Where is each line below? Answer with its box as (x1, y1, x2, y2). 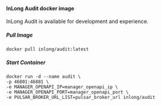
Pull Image (6, 31, 33, 38)
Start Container (6, 59, 46, 66)
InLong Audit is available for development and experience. (6, 18, 149, 25)
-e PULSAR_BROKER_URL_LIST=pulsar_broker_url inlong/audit (6, 95, 156, 101)
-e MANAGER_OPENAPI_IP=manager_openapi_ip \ (6, 84, 118, 90)
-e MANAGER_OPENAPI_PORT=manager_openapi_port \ (6, 89, 129, 95)
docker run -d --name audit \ (6, 74, 81, 80)
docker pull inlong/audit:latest (6, 46, 89, 53)
